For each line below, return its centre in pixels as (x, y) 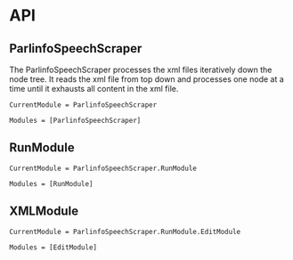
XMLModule (44, 211)
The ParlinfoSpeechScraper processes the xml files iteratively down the (141, 69)
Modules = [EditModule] (53, 247)
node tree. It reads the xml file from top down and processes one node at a (147, 79)
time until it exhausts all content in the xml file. (94, 89)
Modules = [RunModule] (51, 183)
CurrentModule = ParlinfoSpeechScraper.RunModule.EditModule (125, 232)
